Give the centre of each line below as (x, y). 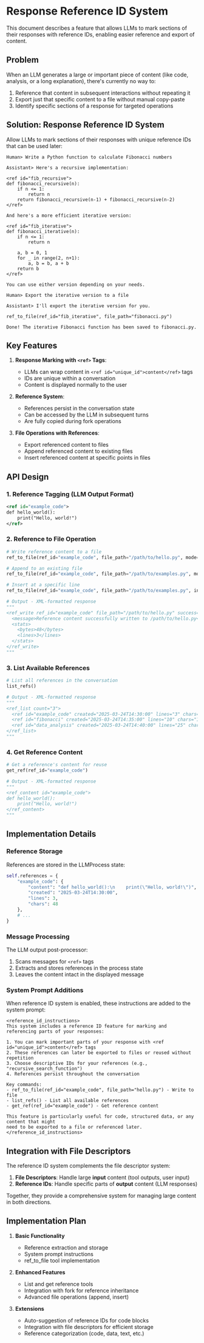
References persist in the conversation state (79, 409)
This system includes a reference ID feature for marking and (87, 1026)
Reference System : (40, 396)
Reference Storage (35, 851)
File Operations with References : (57, 433)
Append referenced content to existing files (79, 451)
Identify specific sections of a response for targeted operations (94, 106)
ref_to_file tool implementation (62, 1260)
